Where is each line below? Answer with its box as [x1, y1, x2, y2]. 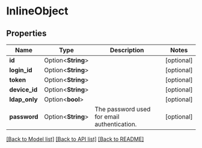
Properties [6, 28, 47, 39]
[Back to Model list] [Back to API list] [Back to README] [6, 135, 144, 143]
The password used [94, 105, 151, 113]
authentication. [94, 120, 137, 128]
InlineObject [6, 4, 69, 18]
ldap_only [9, 95, 38, 103]
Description [109, 46, 144, 54]
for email [94, 113, 120, 121]
